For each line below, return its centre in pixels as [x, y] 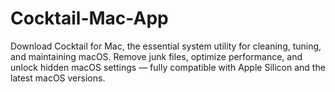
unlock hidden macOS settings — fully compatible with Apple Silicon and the [168, 67]
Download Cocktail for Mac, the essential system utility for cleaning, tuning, [166, 46]
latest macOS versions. [58, 78]
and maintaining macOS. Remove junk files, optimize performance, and [156, 56]
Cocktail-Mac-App [89, 18]
